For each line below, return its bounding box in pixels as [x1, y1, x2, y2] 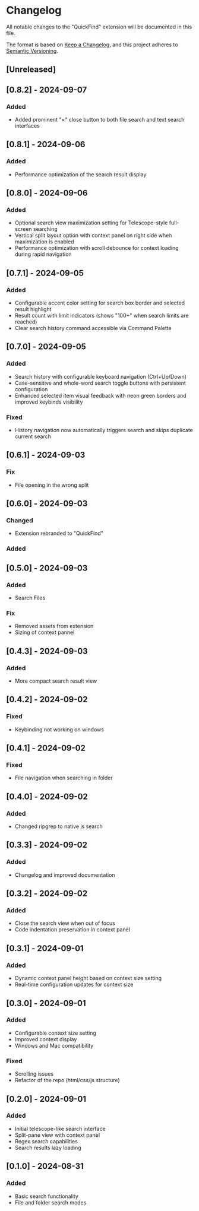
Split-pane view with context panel [14, 1131, 100, 1139]
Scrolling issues [14, 1070, 54, 1077]
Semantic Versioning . [6, 47, 58, 54]
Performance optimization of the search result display [14, 170, 147, 178]
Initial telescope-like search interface [14, 1125, 106, 1132]
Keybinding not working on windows [14, 725, 104, 733]
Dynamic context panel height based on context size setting [14, 975, 162, 982]
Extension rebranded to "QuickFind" [14, 530, 104, 537]
